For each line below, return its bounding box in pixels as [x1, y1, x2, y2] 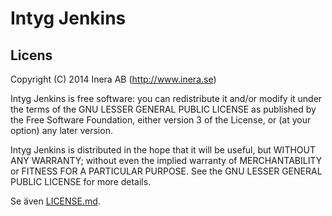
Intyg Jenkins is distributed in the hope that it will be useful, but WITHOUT [10, 144, 316, 156]
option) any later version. [10, 125, 113, 136]
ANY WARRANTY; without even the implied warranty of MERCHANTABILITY [10, 155, 323, 166]
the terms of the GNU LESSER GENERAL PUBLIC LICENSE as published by [10, 103, 317, 115]
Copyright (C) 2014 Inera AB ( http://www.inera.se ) [10, 73, 217, 85]
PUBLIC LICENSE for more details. [10, 176, 152, 187]
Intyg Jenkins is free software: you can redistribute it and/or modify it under [10, 93, 323, 104]
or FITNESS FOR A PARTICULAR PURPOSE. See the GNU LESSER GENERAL [10, 165, 323, 177]
